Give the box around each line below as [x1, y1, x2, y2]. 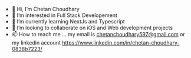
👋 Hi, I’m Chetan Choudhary [11, 6, 80, 12]
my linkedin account [11, 39, 61, 46]
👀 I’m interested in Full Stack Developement [11, 12, 118, 19]
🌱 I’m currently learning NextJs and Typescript [11, 18, 125, 25]
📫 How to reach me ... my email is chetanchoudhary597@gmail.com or [11, 31, 186, 37]
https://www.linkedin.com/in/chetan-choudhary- [61, 39, 180, 46]
